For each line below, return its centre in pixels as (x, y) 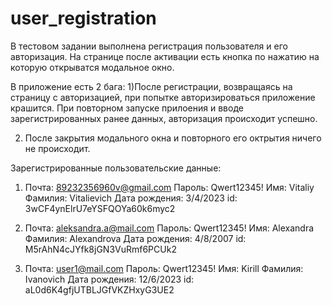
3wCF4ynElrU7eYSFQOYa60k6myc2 (100, 208)
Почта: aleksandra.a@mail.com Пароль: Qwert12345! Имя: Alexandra (169, 228)
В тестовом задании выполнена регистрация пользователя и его (149, 46)
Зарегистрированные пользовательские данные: (116, 168)
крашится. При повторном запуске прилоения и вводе (127, 108)
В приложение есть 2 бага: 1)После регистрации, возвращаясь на (151, 86)
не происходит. (57, 148)
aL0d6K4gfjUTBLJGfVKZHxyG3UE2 (99, 289)
